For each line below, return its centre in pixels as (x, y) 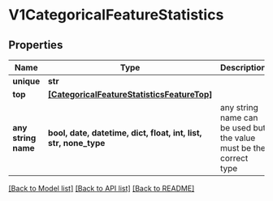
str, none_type (76, 143)
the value (238, 138)
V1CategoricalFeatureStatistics (116, 15)
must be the (243, 148)
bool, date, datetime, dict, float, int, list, (125, 133)
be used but (243, 128)
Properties (36, 45)
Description (243, 68)
